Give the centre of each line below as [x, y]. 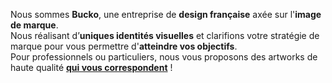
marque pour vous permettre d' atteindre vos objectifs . [124, 46]
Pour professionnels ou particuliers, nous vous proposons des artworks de [164, 57]
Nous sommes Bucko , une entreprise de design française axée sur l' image [166, 14]
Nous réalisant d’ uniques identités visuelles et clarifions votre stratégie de [165, 35]
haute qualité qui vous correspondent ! [91, 67]
